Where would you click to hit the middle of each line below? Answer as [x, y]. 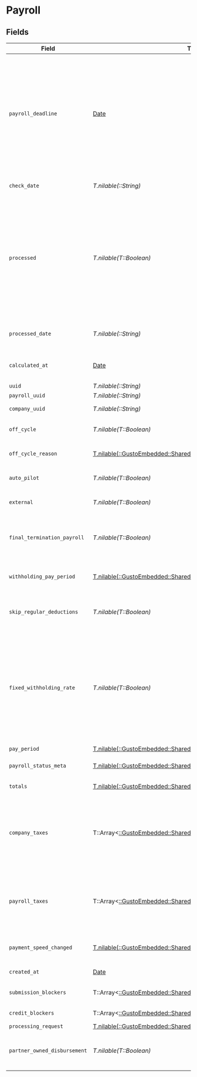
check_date [24, 186]
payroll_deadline [33, 113]
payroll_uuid [27, 395]
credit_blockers [32, 1013]
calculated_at [29, 365]
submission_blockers [38, 993]
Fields [18, 32]
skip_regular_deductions [44, 612]
